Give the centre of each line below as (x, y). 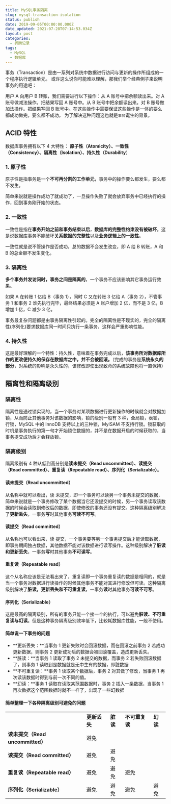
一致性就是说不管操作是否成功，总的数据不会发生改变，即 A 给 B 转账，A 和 (84, 246)
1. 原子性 (16, 167)
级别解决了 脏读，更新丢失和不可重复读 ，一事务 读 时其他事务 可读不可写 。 (81, 589)
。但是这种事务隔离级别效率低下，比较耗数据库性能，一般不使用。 (97, 621)
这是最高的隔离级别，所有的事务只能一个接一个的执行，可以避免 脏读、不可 (83, 614)
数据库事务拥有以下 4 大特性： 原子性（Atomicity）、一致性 (67, 146)
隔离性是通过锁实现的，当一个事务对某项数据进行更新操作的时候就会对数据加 (85, 412)
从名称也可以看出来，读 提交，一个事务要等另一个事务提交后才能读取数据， (84, 539)
